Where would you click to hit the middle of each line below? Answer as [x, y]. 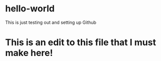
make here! [29, 53]
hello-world [30, 9]
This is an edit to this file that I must [81, 42]
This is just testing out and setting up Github [51, 22]
